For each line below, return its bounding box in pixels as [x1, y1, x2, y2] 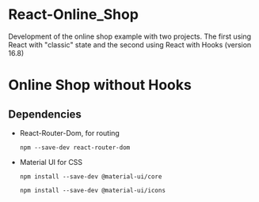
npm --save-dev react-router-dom [19, 144, 131, 151]
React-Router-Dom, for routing [19, 128, 120, 137]
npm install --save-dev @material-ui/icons [19, 186, 166, 194]
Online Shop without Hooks [8, 77, 192, 94]
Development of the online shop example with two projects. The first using [8, 32, 252, 41]
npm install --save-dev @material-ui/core [19, 172, 162, 181]
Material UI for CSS [19, 157, 83, 166]
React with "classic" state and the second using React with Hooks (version [8, 39, 252, 49]
